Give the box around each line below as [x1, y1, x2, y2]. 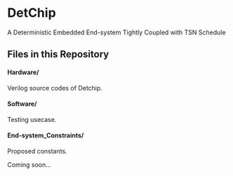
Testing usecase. [7, 115, 57, 123]
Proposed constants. [7, 147, 68, 155]
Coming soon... [7, 160, 51, 169]
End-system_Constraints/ [7, 131, 84, 140]
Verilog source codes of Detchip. [7, 83, 103, 92]
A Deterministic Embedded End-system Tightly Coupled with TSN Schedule [7, 28, 226, 36]
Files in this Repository [7, 48, 109, 60]
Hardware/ [7, 68, 39, 76]
